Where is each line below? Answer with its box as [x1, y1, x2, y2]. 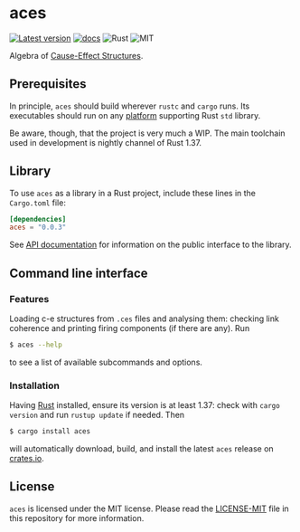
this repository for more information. [9, 512, 145, 523]
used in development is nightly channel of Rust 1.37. [9, 137, 202, 147]
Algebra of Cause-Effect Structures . [9, 50, 144, 61]
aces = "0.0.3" [9, 223, 67, 233]
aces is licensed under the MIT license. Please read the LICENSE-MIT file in [9, 503, 289, 514]
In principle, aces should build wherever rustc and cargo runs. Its [9, 100, 250, 111]
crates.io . [9, 453, 44, 464]
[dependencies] [9, 214, 67, 223]
